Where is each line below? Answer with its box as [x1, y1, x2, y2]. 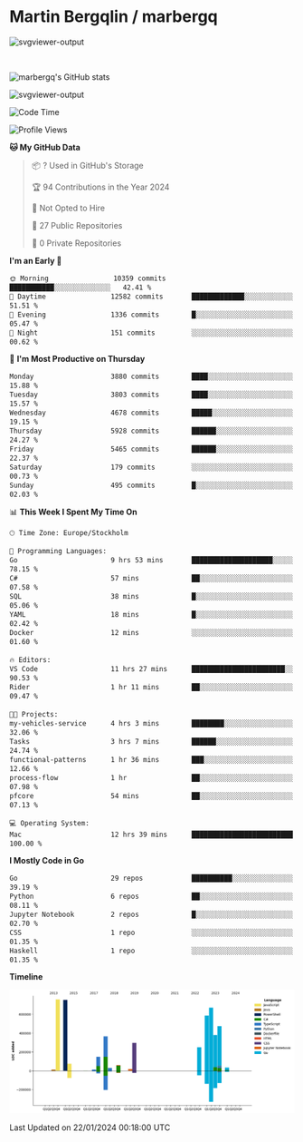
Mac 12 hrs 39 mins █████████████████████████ [9, 830, 294, 839]
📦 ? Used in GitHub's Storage [31, 160, 145, 171]
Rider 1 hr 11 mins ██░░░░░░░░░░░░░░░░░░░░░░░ [9, 682, 294, 691]
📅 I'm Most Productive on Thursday [9, 353, 146, 364]
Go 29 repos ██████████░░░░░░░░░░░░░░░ [9, 874, 294, 883]
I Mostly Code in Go [9, 854, 84, 865]
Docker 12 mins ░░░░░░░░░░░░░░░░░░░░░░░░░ [9, 628, 294, 637]
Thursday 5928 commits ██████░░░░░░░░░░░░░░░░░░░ [9, 426, 294, 435]
